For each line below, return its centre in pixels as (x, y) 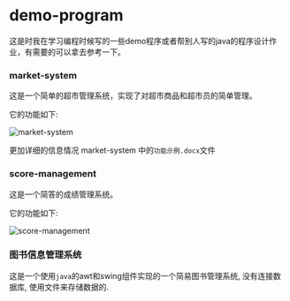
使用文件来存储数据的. (69, 287)
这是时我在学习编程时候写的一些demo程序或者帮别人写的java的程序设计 (139, 41)
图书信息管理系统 (46, 255)
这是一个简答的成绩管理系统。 (63, 194)
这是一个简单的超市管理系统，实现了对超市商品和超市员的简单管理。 (133, 96)
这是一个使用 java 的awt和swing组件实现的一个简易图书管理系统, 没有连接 (141, 275)
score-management (53, 174)
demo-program (66, 15)
